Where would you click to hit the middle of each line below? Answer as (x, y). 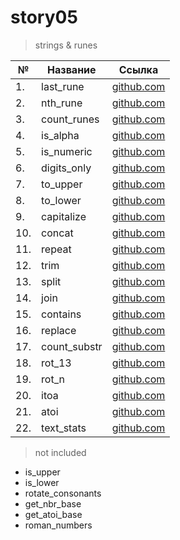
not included (60, 452)
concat (57, 233)
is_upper (42, 472)
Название (72, 69)
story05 (44, 17)
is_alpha (60, 135)
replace (59, 330)
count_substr (72, 346)
